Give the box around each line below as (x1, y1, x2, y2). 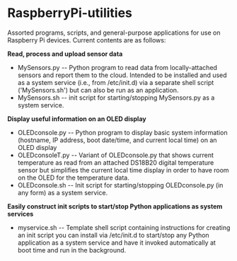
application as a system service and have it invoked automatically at (17, 238, 216, 247)
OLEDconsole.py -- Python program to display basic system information (17, 128, 228, 137)
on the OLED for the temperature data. (17, 173, 129, 182)
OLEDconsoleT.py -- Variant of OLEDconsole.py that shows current (17, 151, 214, 159)
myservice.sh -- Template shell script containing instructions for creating (17, 223, 231, 231)
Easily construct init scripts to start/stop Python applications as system (7, 202, 223, 210)
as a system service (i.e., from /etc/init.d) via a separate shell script (17, 78, 214, 86)
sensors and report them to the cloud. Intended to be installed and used (17, 71, 228, 79)
